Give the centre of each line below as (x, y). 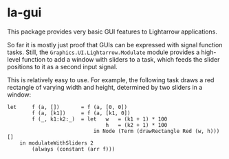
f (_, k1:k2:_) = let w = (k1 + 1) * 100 (100, 119)
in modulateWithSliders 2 (57, 143)
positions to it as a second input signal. (63, 66)
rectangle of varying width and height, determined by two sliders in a (105, 87)
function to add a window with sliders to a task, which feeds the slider (121, 59)
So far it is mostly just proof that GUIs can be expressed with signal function (115, 45)
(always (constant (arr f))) (74, 149)
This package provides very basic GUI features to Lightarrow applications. (112, 32)
